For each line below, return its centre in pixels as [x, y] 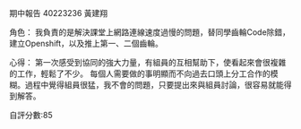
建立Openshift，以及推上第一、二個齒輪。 [86, 43]
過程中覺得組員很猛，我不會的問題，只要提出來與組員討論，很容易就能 [154, 85]
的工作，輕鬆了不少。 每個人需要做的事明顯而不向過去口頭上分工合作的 [140, 73]
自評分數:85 [31, 115]
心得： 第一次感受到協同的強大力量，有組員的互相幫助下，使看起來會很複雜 [148, 62]
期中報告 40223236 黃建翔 [59, 13]
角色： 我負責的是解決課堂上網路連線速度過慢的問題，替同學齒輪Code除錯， [150, 32]
